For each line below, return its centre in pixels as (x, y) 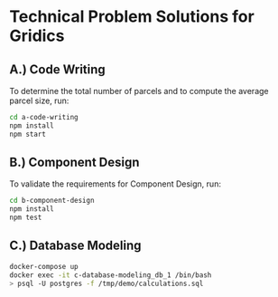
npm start (28, 134)
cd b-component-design (52, 201)
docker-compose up (44, 266)
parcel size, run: (39, 101)
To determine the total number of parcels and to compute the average (139, 91)
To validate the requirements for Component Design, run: (115, 184)
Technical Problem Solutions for (132, 17)
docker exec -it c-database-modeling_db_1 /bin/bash (111, 275)
